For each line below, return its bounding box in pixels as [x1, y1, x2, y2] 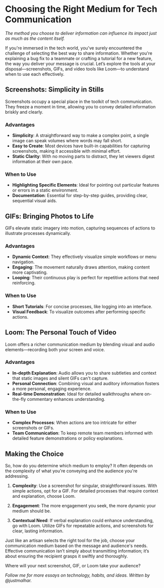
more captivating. [12, 269, 48, 275]
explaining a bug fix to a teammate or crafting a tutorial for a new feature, [5, 55, 153, 61]
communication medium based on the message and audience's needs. [5, 543, 148, 549]
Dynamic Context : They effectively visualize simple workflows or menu [12, 254, 157, 260]
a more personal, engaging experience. [12, 386, 92, 392]
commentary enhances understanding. [26, 396, 105, 402]
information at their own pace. [12, 159, 73, 164]
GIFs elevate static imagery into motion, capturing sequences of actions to [5, 225, 156, 231]
